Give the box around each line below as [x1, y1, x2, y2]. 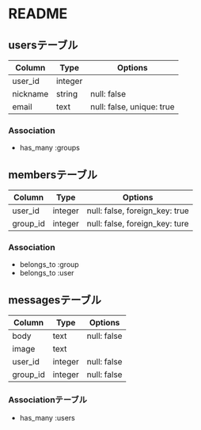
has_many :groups [19, 143, 81, 153]
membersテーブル [8, 168, 97, 181]
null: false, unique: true [89, 101, 176, 112]
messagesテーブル [8, 293, 101, 306]
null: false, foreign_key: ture [86, 219, 189, 230]
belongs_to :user [19, 268, 74, 278]
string [56, 89, 78, 99]
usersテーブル [8, 38, 78, 51]
